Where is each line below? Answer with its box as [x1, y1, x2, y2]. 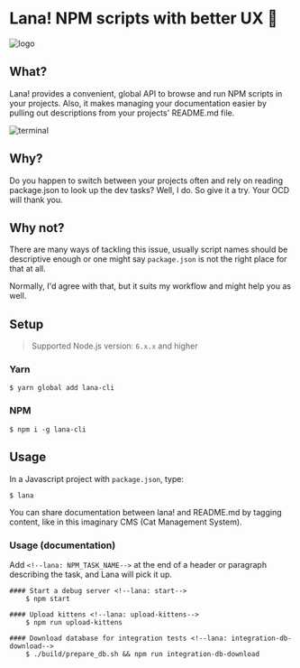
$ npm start [25, 594, 70, 603]
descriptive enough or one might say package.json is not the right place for [9, 254, 287, 264]
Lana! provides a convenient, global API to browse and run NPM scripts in [9, 88, 283, 98]
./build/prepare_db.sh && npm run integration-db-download [32, 649, 259, 658]
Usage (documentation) [9, 539, 116, 552]
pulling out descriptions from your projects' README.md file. [9, 107, 235, 118]
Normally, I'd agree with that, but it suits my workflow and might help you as [9, 281, 291, 292]
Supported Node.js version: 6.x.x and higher [31, 340, 198, 351]
